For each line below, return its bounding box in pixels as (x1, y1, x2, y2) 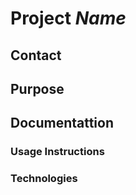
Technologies (10, 172, 78, 186)
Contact (10, 47, 62, 64)
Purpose (10, 80, 65, 97)
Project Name (10, 7, 127, 30)
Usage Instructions (10, 145, 105, 159)
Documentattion (10, 115, 115, 132)
